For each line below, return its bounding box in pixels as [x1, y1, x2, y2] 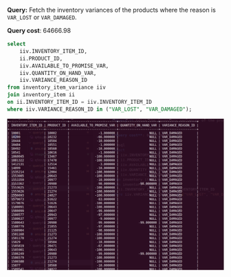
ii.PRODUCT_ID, [19, 55, 63, 62]
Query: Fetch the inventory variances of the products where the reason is [7, 6, 217, 14]
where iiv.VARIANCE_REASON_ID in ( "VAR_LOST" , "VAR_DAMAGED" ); [7, 106, 192, 113]
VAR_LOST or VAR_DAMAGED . [7, 13, 77, 21]
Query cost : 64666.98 [7, 27, 71, 34]
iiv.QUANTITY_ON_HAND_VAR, [19, 69, 97, 76]
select [7, 41, 26, 47]
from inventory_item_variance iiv [7, 84, 107, 91]
